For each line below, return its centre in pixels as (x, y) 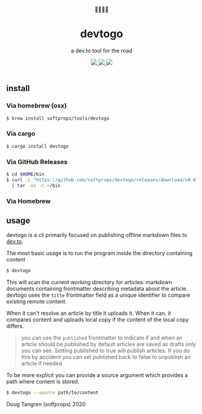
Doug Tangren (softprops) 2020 (46, 404)
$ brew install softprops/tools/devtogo (58, 118)
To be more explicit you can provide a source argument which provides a (97, 375)
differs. (15, 326)
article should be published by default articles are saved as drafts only (109, 344)
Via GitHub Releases (37, 161)
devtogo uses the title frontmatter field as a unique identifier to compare (98, 295)
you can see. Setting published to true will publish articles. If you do (106, 351)
